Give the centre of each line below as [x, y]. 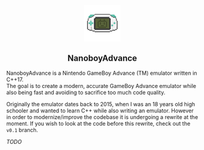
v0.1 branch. [22, 130]
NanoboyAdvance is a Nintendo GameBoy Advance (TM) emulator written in [102, 73]
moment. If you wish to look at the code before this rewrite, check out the [98, 123]
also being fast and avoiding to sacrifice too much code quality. [86, 92]
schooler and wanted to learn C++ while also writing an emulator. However [100, 111]
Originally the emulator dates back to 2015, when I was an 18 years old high [101, 104]
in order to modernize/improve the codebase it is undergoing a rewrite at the [102, 117]
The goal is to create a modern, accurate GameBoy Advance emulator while [101, 86]
